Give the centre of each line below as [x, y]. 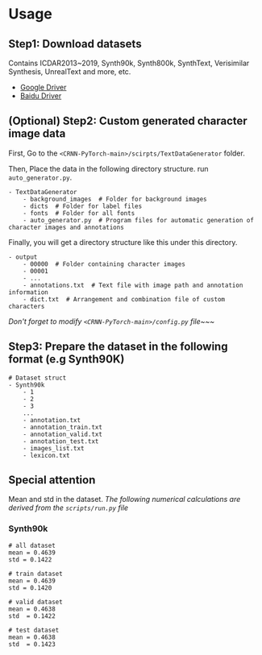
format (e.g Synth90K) [67, 359]
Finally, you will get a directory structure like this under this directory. [123, 242]
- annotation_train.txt [63, 427]
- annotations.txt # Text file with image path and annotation [133, 285]
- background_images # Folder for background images [115, 199]
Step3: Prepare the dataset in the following [118, 347]
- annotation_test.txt [61, 441]
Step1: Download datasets [75, 44]
